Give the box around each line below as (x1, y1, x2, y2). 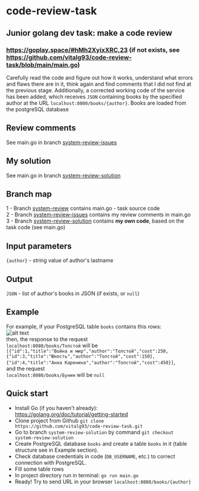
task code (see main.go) (6, 224, 66, 231)
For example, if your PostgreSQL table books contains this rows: (6, 323, 162, 330)
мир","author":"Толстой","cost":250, (75, 348, 169, 354)
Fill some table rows (14, 465, 64, 473)
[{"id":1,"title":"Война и (6, 348, 73, 354)
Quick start (6, 389, 49, 399)
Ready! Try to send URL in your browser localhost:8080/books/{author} (14, 478, 191, 485)
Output (6, 274, 33, 284)
